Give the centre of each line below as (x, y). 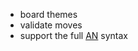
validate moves (51, 25)
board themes (48, 14)
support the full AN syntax (73, 35)
